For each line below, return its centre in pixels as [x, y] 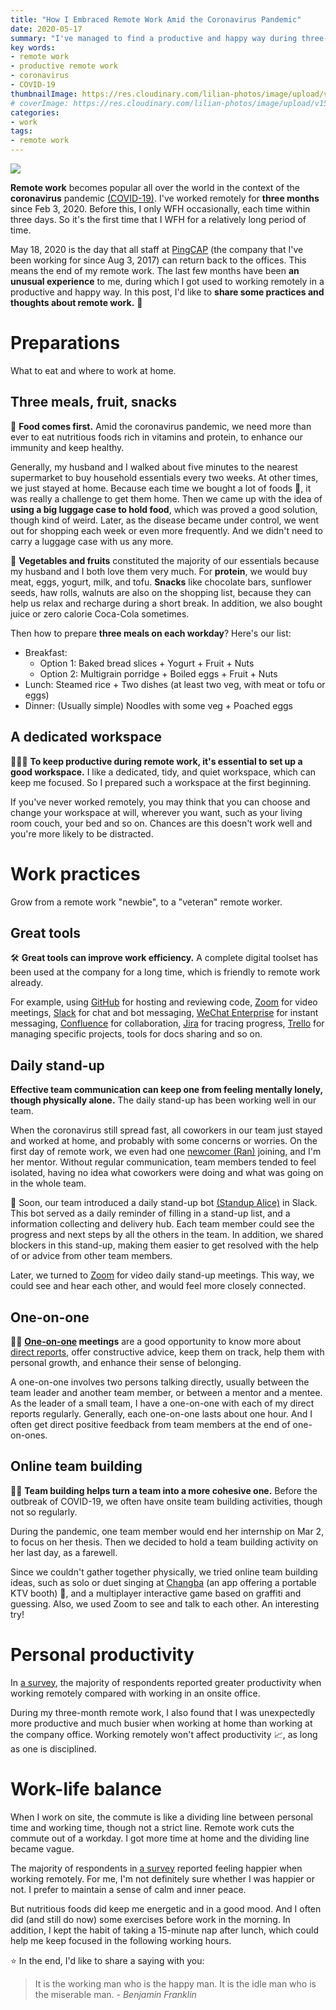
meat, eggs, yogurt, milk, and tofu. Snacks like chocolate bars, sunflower [161, 582]
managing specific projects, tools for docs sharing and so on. [136, 1034]
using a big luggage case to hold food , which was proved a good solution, [164, 509]
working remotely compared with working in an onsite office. [135, 1693]
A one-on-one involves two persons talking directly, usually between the [160, 1382]
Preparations [65, 343]
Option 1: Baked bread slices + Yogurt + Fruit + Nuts [147, 663]
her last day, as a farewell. [64, 1552]
